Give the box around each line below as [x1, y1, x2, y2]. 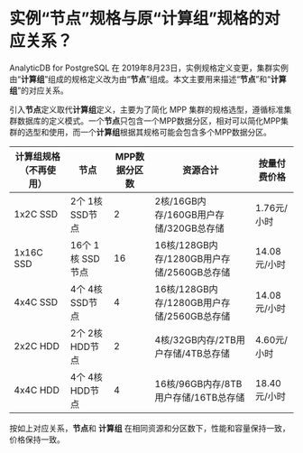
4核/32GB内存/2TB [154, 333, 237, 346]
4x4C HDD [14, 384, 60, 396]
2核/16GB [154, 195, 198, 208]
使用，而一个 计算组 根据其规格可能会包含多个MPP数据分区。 [48, 126, 272, 137]
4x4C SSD [14, 295, 59, 308]
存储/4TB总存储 [163, 347, 230, 359]
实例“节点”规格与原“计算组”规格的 [9, 8, 265, 29]
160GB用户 [166, 208, 216, 221]
